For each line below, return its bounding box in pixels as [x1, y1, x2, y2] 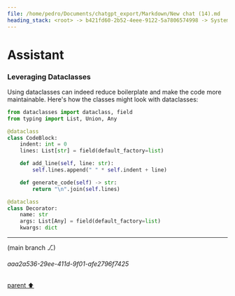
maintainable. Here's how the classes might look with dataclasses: [7, 95, 199, 104]
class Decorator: [7, 204, 58, 212]
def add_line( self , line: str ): [20, 160, 114, 167]
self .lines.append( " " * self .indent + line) [32, 167, 168, 174]
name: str [20, 211, 49, 218]
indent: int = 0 [20, 141, 68, 148]
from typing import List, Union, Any [7, 115, 117, 122]
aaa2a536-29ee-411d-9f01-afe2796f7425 [7, 260, 129, 268]
